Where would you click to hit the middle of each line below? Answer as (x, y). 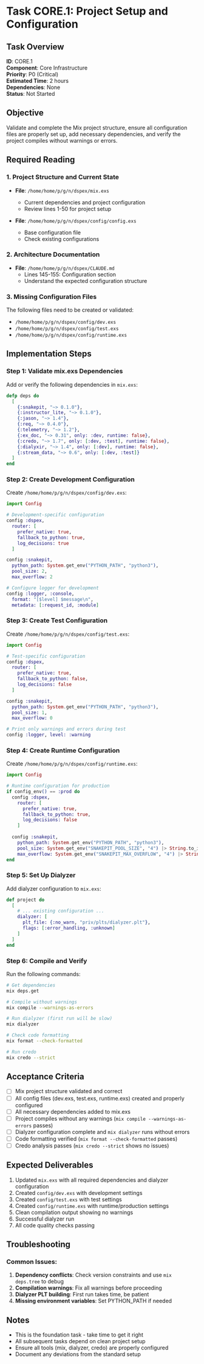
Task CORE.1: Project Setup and (87, 11)
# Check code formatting (38, 1035)
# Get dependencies (31, 985)
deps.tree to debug (39, 1282)
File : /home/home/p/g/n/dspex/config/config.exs (76, 220)
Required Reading (41, 160)
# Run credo (21, 1052)
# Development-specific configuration (55, 515)
